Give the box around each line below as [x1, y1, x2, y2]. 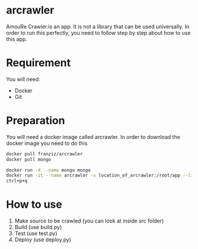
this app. [6, 35, 28, 42]
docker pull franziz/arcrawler [6, 151, 83, 157]
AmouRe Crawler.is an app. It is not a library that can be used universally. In [6, 23, 190, 30]
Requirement [6, 57, 71, 69]
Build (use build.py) [14, 224, 62, 231]
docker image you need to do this [6, 140, 88, 147]
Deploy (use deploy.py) [14, 236, 72, 243]
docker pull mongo [6, 157, 51, 162]
